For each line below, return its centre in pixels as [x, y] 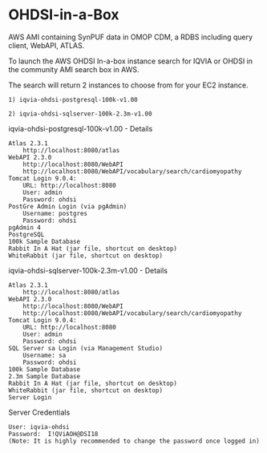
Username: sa [44, 355]
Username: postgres [55, 213]
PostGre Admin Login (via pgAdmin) [68, 206]
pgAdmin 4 [25, 227]
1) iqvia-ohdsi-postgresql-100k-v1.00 [73, 99]
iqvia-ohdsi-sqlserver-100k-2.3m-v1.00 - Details [88, 270]
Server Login [30, 397]
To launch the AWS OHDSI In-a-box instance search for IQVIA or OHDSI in [130, 61]
